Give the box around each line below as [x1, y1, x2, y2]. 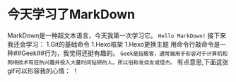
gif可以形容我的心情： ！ [7, 66, 79, 75]
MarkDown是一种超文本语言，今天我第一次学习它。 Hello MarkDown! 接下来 [7, 31, 226, 40]
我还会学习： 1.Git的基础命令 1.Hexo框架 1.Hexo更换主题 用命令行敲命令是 [7, 40, 220, 48]
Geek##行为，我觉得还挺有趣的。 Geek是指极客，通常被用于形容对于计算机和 [20, 49, 228, 57]
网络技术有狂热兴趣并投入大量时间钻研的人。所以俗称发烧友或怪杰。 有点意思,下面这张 [7, 57, 229, 66]
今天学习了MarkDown [7, 6, 136, 23]
